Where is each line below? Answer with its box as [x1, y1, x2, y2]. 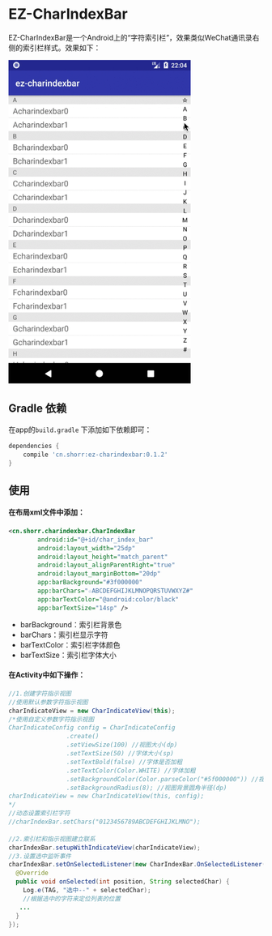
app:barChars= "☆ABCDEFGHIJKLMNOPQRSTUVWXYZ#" [37, 587, 194, 596]
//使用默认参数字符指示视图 [8, 698, 89, 706]
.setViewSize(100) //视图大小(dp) [66, 741, 178, 750]
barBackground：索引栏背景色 [19, 619, 122, 629]
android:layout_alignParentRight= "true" [37, 561, 176, 570]
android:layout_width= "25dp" [37, 544, 136, 552]
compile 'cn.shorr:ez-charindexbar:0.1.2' [23, 451, 168, 459]
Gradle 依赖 [8, 402, 67, 416]
